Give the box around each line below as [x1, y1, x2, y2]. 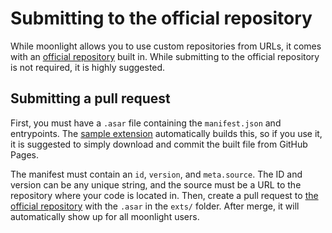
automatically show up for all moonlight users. [10, 210, 200, 222]
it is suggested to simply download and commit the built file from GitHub [10, 138, 308, 150]
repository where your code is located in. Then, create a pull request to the [10, 189, 319, 201]
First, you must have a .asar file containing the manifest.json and [10, 117, 282, 129]
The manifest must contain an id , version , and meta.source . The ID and [10, 168, 303, 180]
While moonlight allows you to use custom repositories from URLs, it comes [10, 40, 322, 52]
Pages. [10, 148, 39, 161]
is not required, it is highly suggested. [10, 61, 166, 73]
